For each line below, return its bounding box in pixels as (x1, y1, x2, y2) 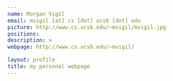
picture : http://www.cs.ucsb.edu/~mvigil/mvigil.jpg (7, 23, 167, 31)
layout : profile (7, 56, 55, 64)
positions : (7, 30, 40, 38)
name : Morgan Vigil (7, 10, 65, 18)
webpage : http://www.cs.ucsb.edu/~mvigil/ (7, 43, 135, 50)
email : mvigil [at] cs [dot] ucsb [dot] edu (7, 17, 141, 24)
